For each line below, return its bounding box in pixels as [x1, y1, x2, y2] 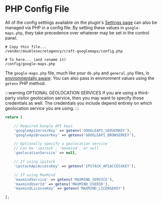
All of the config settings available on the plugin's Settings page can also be [5, 19, 157, 25]
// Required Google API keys [14, 123, 73, 129]
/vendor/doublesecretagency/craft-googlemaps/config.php [5, 49, 123, 54]
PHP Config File [5, 3, 70, 15]
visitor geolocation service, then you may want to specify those [17, 95, 144, 101]
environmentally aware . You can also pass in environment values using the [5, 75, 155, 81]
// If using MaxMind [14, 172, 55, 177]
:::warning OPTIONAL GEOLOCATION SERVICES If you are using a [5, 90, 137, 95]
